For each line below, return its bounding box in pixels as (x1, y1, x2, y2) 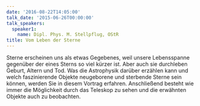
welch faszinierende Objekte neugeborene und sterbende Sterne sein (6, 74, 182, 80)
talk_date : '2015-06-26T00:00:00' (6, 15, 95, 21)
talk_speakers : (6, 20, 45, 26)
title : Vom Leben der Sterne (6, 37, 81, 43)
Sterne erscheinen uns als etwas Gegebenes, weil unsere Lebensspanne (6, 54, 190, 61)
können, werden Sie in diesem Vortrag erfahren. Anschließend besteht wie (6, 80, 194, 87)
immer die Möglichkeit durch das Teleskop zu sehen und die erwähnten (6, 87, 187, 93)
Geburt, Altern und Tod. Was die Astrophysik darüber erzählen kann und (6, 67, 188, 74)
